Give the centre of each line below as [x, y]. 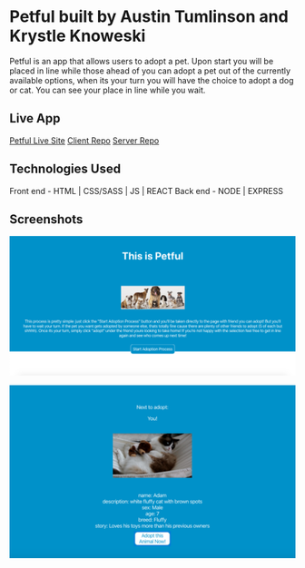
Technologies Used [65, 169]
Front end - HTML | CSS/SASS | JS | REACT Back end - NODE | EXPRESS [147, 191]
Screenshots [46, 219]
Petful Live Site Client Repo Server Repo [84, 140]
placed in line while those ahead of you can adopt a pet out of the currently [150, 71]
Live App [35, 118]
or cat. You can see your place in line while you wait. [108, 90]
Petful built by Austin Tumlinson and [149, 17]
